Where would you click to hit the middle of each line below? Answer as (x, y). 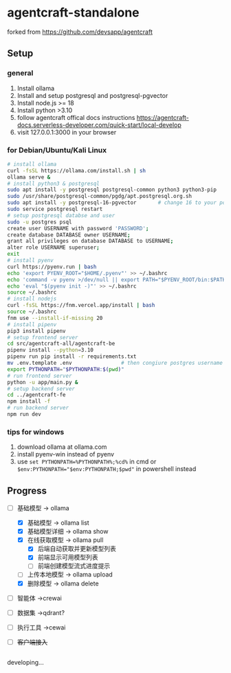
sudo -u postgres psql (40, 222)
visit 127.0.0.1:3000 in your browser (67, 132)
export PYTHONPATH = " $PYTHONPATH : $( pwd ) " (66, 369)
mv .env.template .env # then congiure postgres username (115, 363)
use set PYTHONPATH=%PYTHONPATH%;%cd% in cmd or (87, 462)
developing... (25, 663)
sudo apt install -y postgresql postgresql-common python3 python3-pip (112, 190)
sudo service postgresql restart (55, 209)
